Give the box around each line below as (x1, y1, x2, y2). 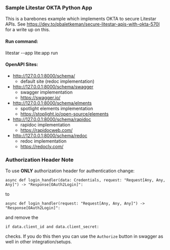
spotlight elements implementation (20, 105, 93, 111)
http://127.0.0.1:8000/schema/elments (12, 100, 92, 106)
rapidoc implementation (20, 122, 70, 128)
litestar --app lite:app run (5, 50, 58, 56)
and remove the (5, 214, 38, 220)
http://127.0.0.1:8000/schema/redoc (12, 132, 88, 139)
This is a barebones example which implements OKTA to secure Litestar (5, 16, 157, 22)
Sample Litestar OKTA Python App (5, 4, 92, 11)
